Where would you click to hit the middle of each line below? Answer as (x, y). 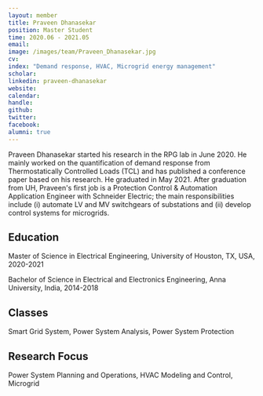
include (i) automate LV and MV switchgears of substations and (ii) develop (130, 204)
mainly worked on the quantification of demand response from (109, 162)
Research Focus (48, 356)
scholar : (22, 74)
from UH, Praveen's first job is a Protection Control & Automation (113, 187)
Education (34, 237)
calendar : (24, 96)
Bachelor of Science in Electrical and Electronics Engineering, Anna (117, 280)
